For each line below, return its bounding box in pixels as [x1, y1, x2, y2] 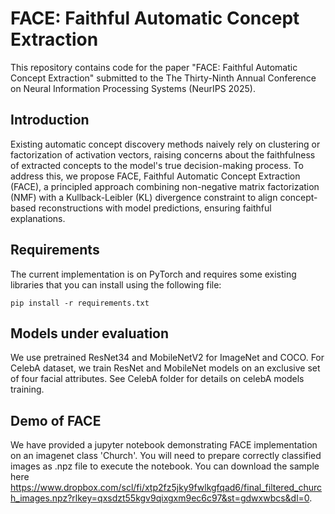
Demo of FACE [10, 412, 102, 429]
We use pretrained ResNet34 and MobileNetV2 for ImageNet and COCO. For [10, 352, 325, 364]
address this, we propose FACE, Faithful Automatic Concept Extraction [10, 170, 301, 182]
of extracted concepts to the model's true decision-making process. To [10, 159, 304, 171]
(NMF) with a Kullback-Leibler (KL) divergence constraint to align [10, 191, 278, 203]
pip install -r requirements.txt [10, 298, 150, 308]
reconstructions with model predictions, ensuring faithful [38, 202, 272, 214]
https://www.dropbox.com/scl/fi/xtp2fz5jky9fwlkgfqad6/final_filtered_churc [10, 482, 323, 494]
